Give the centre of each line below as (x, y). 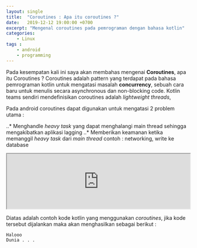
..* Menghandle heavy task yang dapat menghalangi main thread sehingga (96, 126)
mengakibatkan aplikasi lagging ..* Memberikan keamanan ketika (84, 132)
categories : (21, 33)
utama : (15, 115)
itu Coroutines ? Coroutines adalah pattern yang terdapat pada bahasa (91, 78)
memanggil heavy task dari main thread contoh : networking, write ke (90, 138)
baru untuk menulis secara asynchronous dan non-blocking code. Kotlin (93, 91)
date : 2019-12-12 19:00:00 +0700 (50, 22)
